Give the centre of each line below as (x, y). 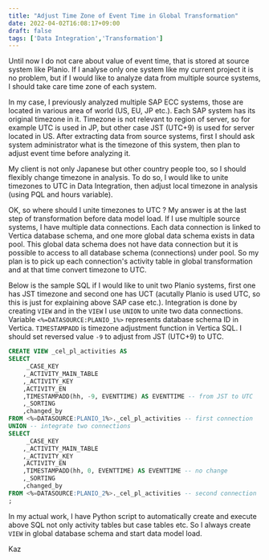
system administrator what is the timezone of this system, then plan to (124, 145)
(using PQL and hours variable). (61, 194)
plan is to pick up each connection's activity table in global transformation (130, 261)
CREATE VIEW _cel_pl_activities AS (68, 352)
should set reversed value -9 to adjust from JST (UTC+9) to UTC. (116, 337)
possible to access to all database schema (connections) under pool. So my (134, 253)
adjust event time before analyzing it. (69, 153)
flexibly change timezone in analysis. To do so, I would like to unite (118, 178)
